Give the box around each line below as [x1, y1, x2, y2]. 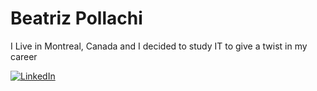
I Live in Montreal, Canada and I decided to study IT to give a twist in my [10, 40, 308, 52]
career [10, 50, 38, 62]
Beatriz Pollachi [10, 7, 143, 30]
